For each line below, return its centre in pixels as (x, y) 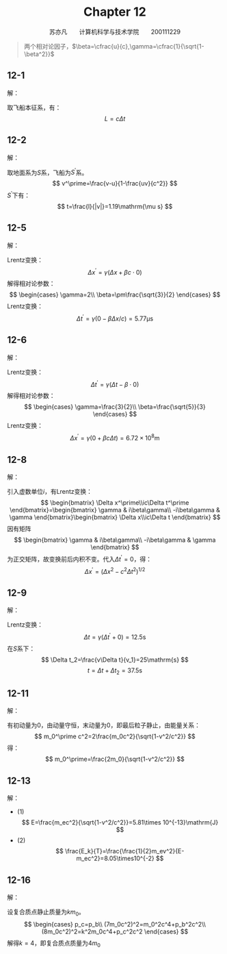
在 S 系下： (21, 649)
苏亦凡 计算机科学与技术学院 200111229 (115, 32)
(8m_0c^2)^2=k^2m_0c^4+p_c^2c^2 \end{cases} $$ (115, 931)
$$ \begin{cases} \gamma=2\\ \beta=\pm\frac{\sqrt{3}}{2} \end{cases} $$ (115, 294)
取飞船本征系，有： (34, 108)
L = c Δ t (115, 118)
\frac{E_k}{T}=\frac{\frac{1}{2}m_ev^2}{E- (124, 851)
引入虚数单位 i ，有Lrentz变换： (50, 491)
